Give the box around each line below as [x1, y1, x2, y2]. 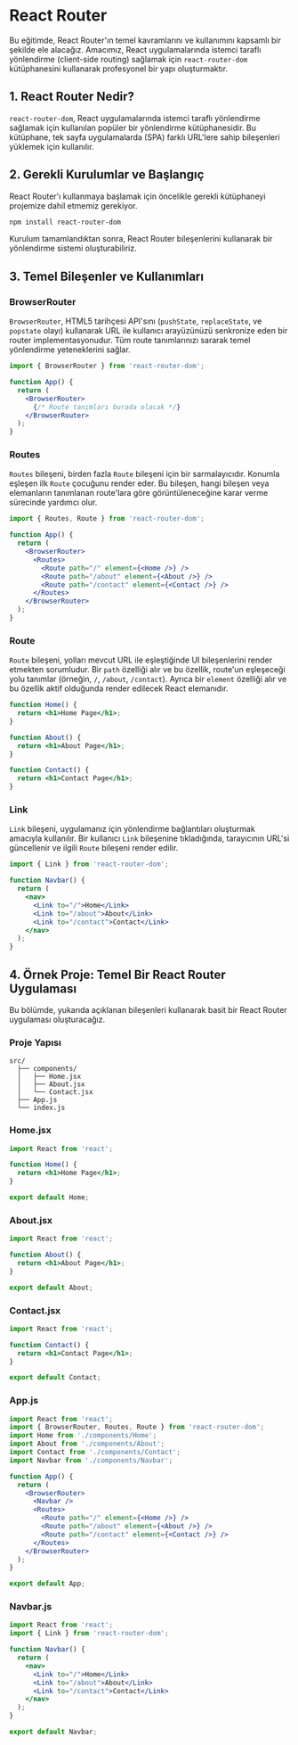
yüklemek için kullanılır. [9, 141, 94, 152]
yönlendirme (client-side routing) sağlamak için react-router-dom [9, 54, 248, 64]
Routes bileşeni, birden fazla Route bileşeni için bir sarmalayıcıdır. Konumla [9, 469, 280, 480]
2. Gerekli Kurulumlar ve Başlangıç [9, 167, 205, 183]
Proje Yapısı [9, 1036, 62, 1049]
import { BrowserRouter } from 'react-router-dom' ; [9, 362, 205, 371]
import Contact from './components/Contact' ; [9, 1448, 181, 1457]
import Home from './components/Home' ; [9, 1431, 157, 1440]
